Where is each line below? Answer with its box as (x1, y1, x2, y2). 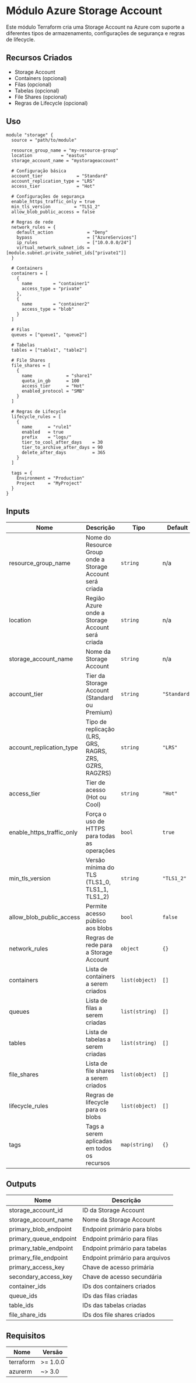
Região (85, 594, 105, 602)
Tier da (85, 672, 106, 680)
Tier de (85, 778, 106, 787)
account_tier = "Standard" (11, 173, 108, 179)
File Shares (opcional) (14, 93, 67, 100)
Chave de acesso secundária (82, 1273, 162, 1281)
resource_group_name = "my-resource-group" (11, 147, 118, 153)
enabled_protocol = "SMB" (21, 388, 85, 394)
